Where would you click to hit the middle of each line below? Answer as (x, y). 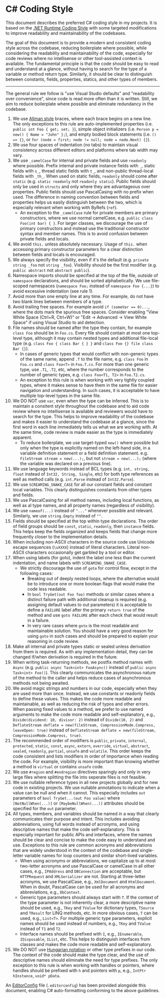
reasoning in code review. (53, 641)
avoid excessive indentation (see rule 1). (53, 291)
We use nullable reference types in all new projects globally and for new (85, 782)
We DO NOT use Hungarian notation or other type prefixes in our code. (84, 949)
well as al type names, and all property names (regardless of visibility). (84, 505)
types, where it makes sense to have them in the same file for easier (89, 385)
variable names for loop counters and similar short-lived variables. (91, 855)
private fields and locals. (45, 239)
